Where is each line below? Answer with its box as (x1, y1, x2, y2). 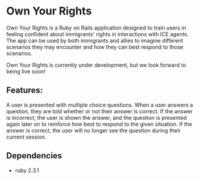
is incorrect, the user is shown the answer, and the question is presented (6, 114, 187, 121)
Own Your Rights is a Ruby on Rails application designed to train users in (6, 24, 186, 31)
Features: (6, 85, 43, 96)
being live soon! (6, 67, 46, 75)
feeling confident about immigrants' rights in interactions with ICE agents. (6, 30, 189, 37)
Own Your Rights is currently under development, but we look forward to (6, 61, 186, 69)
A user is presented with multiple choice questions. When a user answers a (6, 101, 194, 108)
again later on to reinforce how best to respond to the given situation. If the (6, 120, 192, 128)
